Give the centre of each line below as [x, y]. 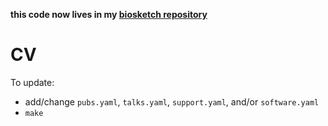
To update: [32, 82]
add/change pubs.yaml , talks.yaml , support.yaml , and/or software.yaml [172, 101]
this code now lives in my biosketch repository [109, 14]
